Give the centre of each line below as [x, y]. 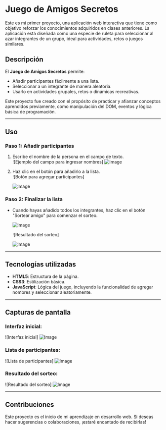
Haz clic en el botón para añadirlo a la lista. [56, 171]
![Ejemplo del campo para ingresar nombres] [58, 162]
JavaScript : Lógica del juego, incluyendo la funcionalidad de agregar [83, 287]
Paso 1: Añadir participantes [40, 146]
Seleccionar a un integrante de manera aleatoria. [62, 86]
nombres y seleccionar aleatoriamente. [52, 292]
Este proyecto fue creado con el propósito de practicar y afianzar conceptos [83, 101]
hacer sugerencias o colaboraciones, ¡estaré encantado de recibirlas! [76, 422]
